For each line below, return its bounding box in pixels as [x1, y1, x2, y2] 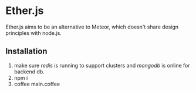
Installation [5, 47, 48, 56]
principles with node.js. [5, 29, 62, 36]
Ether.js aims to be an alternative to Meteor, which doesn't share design [5, 23, 179, 30]
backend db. [13, 68, 45, 75]
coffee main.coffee [13, 80, 60, 87]
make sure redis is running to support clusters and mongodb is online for [13, 62, 190, 69]
